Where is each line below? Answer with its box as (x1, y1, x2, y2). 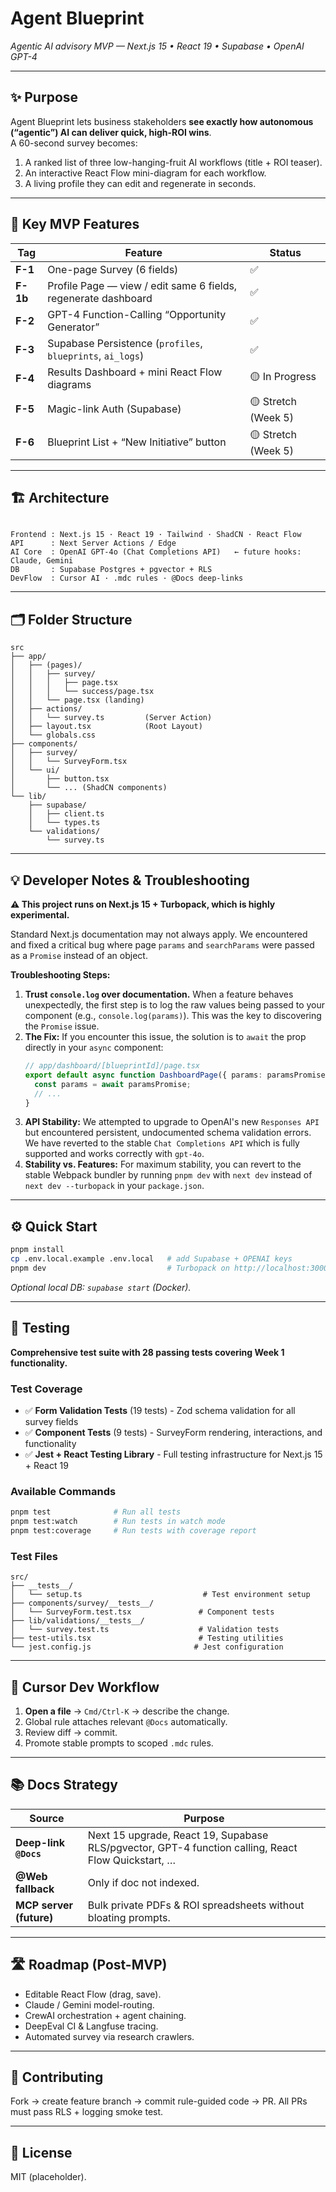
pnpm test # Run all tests (10, 1507, 182, 1517)
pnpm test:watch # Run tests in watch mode (10, 1517, 226, 1527)
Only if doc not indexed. (87, 1875, 200, 1889)
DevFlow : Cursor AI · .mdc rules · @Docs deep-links (10, 573, 244, 584)
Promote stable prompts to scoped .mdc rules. (24, 1737, 214, 1749)
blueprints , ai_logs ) (47, 348, 145, 362)
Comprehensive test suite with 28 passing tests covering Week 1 (10, 1346, 285, 1358)
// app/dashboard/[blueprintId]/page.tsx (24, 1061, 200, 1071)
